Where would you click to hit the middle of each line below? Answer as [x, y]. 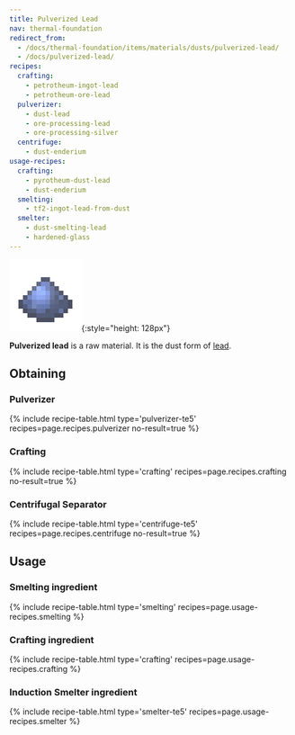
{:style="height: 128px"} [126, 327]
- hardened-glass [58, 238]
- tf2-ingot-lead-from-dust [78, 209]
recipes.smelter [38, 722]
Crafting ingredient [52, 640]
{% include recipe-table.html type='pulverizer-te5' [103, 419]
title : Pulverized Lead [54, 19]
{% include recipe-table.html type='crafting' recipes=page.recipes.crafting [148, 471]
